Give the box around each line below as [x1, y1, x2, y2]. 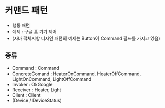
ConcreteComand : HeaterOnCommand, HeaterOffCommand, [12, 70, 141, 77]
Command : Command [12, 65, 59, 71]
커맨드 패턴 [5, 5, 48, 16]
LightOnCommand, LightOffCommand [12, 76, 92, 82]
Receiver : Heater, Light [12, 87, 61, 93]
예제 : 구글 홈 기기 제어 [12, 28, 57, 34]
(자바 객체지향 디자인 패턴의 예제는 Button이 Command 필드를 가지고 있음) [12, 35, 160, 41]
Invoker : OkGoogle [12, 81, 53, 87]
